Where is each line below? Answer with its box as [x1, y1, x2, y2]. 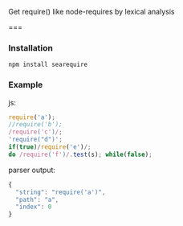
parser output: [8, 165, 56, 175]
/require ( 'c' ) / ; [8, 128, 63, 136]
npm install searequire [8, 60, 88, 69]
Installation [8, 42, 54, 53]
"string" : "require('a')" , [15, 188, 106, 196]
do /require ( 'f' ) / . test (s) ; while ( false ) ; [8, 150, 152, 158]
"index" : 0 [15, 203, 52, 212]
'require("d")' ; [8, 136, 63, 144]
